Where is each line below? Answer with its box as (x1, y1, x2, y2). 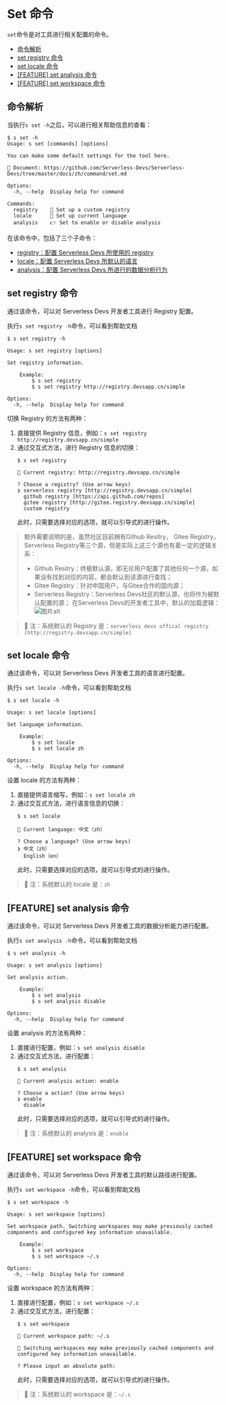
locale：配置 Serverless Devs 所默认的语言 (16, 256, 138, 265)
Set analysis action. (7, 974, 69, 981)
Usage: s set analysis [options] (7, 962, 103, 969)
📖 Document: (7, 164, 41, 171)
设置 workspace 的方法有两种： (7, 1284, 96, 1292)
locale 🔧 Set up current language (13, 212, 127, 219)
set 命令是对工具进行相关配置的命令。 (7, 30, 113, 38)
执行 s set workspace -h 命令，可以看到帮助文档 (7, 1186, 140, 1193)
